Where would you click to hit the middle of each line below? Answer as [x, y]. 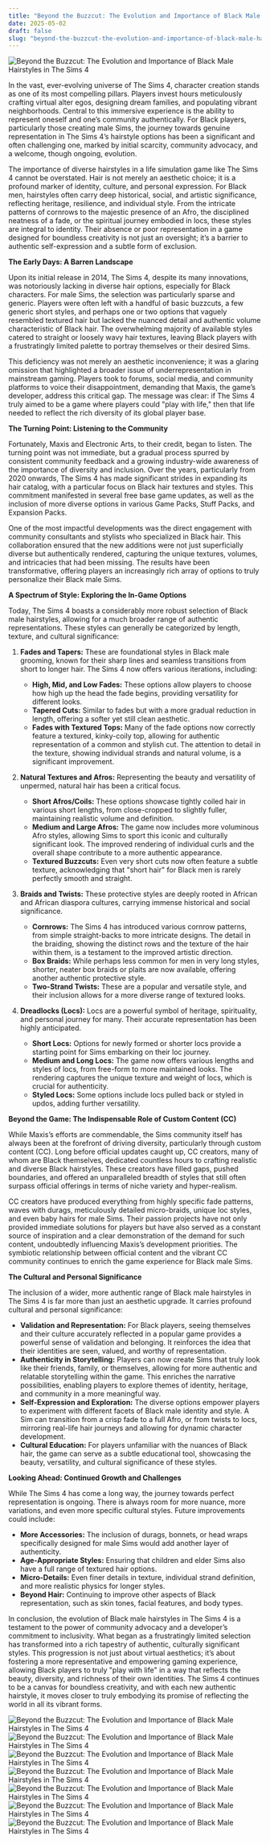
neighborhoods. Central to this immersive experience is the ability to [121, 111]
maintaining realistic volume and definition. [103, 819]
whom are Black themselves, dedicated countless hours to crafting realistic [133, 1160]
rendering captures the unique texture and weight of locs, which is [142, 1078]
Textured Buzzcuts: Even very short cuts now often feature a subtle [145, 862]
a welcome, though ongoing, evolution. [73, 154]
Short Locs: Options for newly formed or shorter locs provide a [137, 1044]
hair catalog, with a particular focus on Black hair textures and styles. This [131, 487]
